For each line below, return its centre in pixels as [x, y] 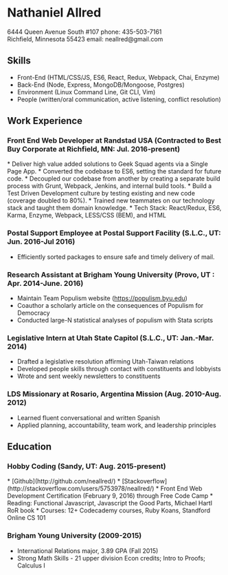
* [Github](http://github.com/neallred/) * [64, 481]
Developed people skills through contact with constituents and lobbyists [119, 369]
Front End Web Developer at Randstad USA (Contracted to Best [114, 140]
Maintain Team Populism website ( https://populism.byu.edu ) [102, 298]
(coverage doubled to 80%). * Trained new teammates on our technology [111, 200]
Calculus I [31, 565]
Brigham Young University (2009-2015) [75, 536]
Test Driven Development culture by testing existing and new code [101, 194]
